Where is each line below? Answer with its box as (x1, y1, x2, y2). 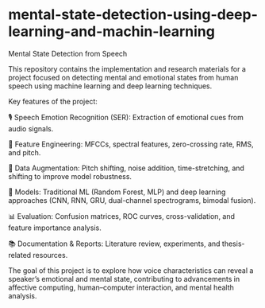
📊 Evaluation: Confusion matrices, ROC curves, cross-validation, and (8, 211, 236, 220)
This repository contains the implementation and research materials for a (8, 64, 246, 73)
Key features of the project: (8, 96, 98, 106)
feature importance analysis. (8, 223, 102, 232)
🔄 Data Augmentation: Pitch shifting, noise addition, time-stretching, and (8, 163, 244, 173)
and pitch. (8, 147, 41, 157)
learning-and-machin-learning (8, 22, 216, 41)
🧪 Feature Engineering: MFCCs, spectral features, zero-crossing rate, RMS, (8, 139, 254, 149)
